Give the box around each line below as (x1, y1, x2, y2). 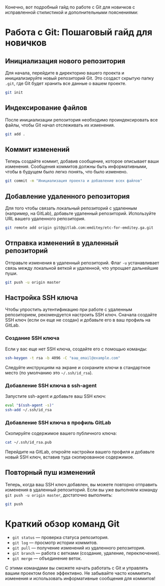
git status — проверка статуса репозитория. (12, 535, 109, 541)
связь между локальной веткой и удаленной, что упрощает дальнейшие (5, 265, 159, 271)
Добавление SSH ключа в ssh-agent (5, 382, 97, 389)
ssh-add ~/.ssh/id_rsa (5, 407, 52, 412)
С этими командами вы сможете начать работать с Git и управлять (5, 565, 148, 571)
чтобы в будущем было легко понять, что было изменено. (5, 169, 128, 175)
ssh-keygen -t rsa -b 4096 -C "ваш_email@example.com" (5, 355, 121, 360)
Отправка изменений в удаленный (5, 239, 119, 248)
